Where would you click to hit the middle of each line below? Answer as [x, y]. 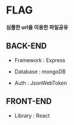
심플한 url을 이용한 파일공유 [37, 27]
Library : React [32, 116]
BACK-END [27, 46]
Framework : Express [40, 60]
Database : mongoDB [40, 72]
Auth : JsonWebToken [40, 83]
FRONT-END [29, 101]
